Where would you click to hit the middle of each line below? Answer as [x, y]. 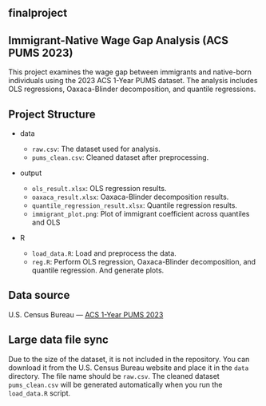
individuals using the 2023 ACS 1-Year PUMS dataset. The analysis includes [133, 81]
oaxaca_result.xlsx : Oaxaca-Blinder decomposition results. [130, 197]
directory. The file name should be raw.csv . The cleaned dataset [114, 376]
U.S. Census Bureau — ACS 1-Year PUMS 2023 [86, 314]
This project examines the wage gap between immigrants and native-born [130, 72]
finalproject [38, 13]
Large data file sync [59, 340]
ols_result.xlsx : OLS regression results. [99, 189]
